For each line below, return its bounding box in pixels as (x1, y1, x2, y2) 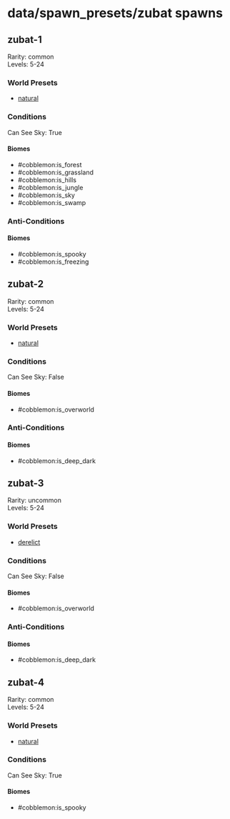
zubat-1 (7, 34, 42, 46)
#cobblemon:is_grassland (17, 168, 94, 177)
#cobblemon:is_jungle (17, 183, 84, 192)
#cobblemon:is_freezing (17, 257, 89, 266)
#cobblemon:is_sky (17, 191, 75, 199)
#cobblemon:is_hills (17, 175, 77, 184)
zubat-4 (7, 676, 45, 688)
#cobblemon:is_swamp (17, 198, 86, 207)
